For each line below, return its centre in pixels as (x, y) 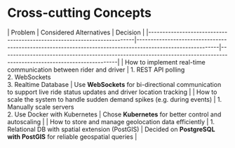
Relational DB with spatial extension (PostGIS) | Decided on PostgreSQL (111, 129)
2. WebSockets (29, 77)
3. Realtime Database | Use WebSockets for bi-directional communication (114, 84)
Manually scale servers (41, 107)
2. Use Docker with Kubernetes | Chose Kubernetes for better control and (114, 114)
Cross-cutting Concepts (80, 13)
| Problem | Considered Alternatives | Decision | (76, 32)
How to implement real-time (165, 62)
